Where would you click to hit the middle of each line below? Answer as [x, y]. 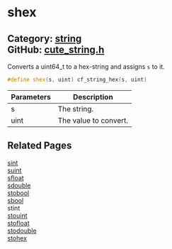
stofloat [18, 223]
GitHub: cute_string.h [56, 49]
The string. [76, 109]
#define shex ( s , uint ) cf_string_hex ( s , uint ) [77, 79]
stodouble [22, 231]
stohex [17, 238]
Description [93, 96]
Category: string [45, 39]
